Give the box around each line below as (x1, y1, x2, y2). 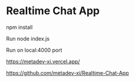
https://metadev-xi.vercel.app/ (6, 58, 80, 65)
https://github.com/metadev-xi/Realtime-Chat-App (6, 69, 129, 76)
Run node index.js (6, 35, 50, 42)
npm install (6, 24, 33, 31)
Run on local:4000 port (6, 46, 62, 54)
